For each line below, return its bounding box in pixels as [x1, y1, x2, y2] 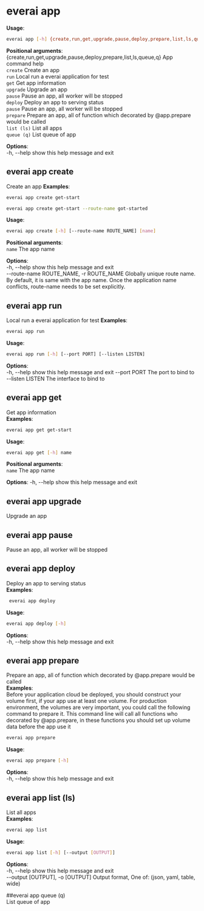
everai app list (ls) [6, 793, 76, 803]
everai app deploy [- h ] [6, 620, 67, 627]
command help [6, 59, 44, 67]
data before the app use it [6, 723, 71, 730]
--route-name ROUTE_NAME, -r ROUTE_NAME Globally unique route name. [6, 270, 196, 277]
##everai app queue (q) [6, 892, 66, 899]
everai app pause [6, 529, 73, 540]
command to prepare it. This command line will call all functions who [6, 710, 178, 718]
